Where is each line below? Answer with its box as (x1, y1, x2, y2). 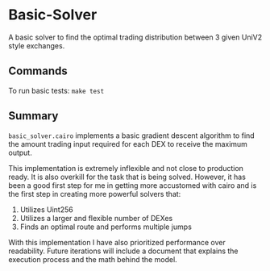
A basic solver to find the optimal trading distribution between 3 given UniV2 (8, 32, 263, 42)
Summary (8, 109, 59, 123)
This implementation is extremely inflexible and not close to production (8, 163, 244, 173)
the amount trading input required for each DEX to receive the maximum (8, 139, 248, 148)
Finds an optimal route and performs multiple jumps (19, 222, 192, 231)
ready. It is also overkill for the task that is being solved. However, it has (8, 172, 246, 181)
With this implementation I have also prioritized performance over (8, 237, 226, 247)
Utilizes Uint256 (19, 204, 74, 215)
